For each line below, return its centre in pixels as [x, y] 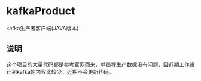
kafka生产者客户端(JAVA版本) [42, 28]
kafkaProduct [41, 11]
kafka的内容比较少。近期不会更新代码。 [66, 71]
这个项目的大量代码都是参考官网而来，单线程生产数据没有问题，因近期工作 [98, 64]
